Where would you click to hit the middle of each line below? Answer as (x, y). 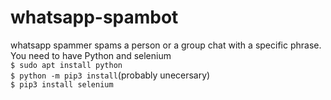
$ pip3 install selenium (62, 84)
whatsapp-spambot (94, 17)
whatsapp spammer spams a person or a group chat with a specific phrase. (166, 45)
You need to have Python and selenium (91, 55)
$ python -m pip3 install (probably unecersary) (110, 75)
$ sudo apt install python (66, 65)
